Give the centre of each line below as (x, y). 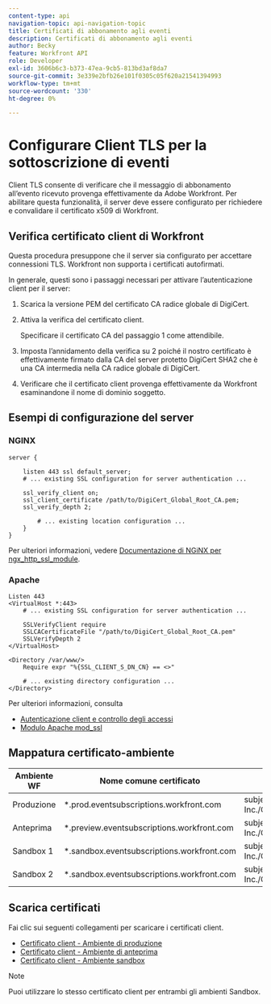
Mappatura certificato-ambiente (92, 753)
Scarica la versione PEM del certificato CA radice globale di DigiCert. (135, 304)
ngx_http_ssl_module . (44, 559)
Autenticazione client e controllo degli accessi (96, 719)
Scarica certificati (54, 908)
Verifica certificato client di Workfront (106, 236)
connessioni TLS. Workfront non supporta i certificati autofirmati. (116, 264)
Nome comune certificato (150, 780)
